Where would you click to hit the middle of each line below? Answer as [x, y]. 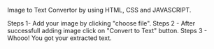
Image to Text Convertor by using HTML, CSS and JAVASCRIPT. [99, 10]
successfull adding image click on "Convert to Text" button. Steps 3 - [107, 31]
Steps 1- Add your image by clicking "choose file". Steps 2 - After [101, 23]
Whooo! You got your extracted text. [59, 38]
